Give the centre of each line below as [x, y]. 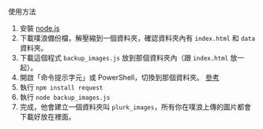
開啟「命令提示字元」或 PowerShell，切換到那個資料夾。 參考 [119, 77]
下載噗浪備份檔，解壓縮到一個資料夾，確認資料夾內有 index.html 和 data [137, 38]
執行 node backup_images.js [65, 97]
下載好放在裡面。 [47, 117]
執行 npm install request [61, 87]
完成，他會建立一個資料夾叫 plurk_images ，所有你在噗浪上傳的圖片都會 [135, 107]
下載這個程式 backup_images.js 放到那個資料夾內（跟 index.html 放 [128, 58]
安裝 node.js [39, 28]
